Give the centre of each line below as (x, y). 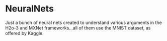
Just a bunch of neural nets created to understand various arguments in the (83, 22)
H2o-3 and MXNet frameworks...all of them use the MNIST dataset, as (78, 27)
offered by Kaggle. (24, 33)
